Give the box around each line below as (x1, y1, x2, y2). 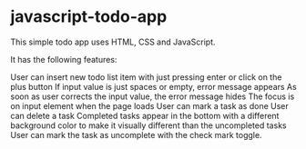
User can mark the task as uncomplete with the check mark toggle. (10, 129, 262, 140)
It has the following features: (10, 54, 117, 65)
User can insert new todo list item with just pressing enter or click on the (10, 71, 282, 83)
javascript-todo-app (10, 6, 168, 27)
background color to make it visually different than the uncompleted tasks (10, 120, 287, 131)
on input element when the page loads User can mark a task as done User (10, 100, 290, 111)
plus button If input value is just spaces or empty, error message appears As (10, 81, 297, 92)
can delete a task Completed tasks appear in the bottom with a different (10, 110, 280, 121)
